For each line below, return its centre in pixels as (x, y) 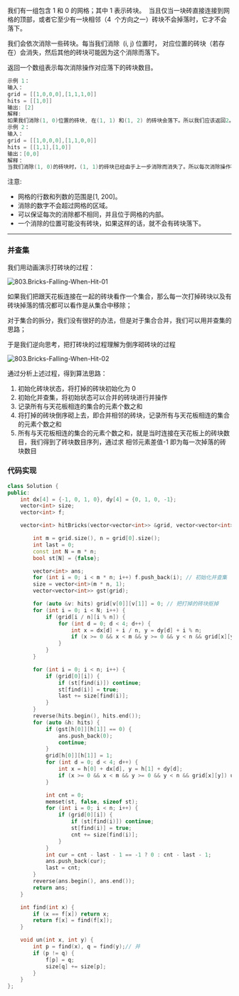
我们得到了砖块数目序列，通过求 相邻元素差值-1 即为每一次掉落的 (125, 442)
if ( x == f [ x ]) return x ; (71, 914)
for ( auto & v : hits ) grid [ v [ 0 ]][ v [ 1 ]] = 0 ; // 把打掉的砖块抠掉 (126, 604)
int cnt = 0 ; (64, 795)
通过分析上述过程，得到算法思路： (57, 373)
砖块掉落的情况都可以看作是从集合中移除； (70, 305)
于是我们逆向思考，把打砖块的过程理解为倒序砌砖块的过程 (91, 344)
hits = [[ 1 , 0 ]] (30, 101)
